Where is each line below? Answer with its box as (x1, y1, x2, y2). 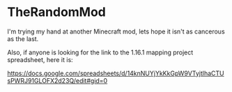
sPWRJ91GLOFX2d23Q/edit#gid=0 (7, 76, 108, 84)
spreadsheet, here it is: (7, 55, 73, 63)
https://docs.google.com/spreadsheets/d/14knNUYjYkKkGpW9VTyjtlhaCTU (7, 69, 224, 77)
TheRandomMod (7, 4, 107, 20)
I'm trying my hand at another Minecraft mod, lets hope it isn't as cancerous (7, 27, 225, 36)
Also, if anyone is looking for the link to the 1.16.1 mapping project (7, 48, 194, 56)
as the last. (7, 34, 39, 43)
